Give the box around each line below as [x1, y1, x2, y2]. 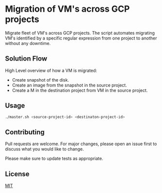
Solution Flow [5, 55, 48, 63]
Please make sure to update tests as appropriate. [5, 155, 104, 162]
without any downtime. [5, 40, 51, 46]
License [5, 170, 30, 178]
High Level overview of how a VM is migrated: [5, 67, 97, 73]
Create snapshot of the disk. [12, 77, 69, 83]
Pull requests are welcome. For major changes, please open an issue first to [5, 141, 157, 147]
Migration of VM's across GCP [5, 3, 130, 15]
